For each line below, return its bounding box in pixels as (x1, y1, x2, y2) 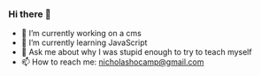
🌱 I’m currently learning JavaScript (20, 37, 148, 48)
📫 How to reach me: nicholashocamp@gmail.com (20, 57, 204, 67)
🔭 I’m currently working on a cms (20, 28, 142, 39)
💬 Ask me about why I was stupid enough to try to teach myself (20, 47, 253, 57)
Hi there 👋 (8, 8, 52, 20)
